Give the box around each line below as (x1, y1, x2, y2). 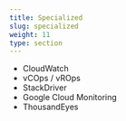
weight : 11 (9, 30, 51, 39)
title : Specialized (9, 13, 83, 23)
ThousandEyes (22, 101, 79, 113)
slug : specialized (9, 22, 79, 31)
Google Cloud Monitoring (22, 92, 118, 103)
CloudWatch (22, 63, 70, 74)
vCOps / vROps (22, 73, 82, 84)
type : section (9, 38, 63, 48)
